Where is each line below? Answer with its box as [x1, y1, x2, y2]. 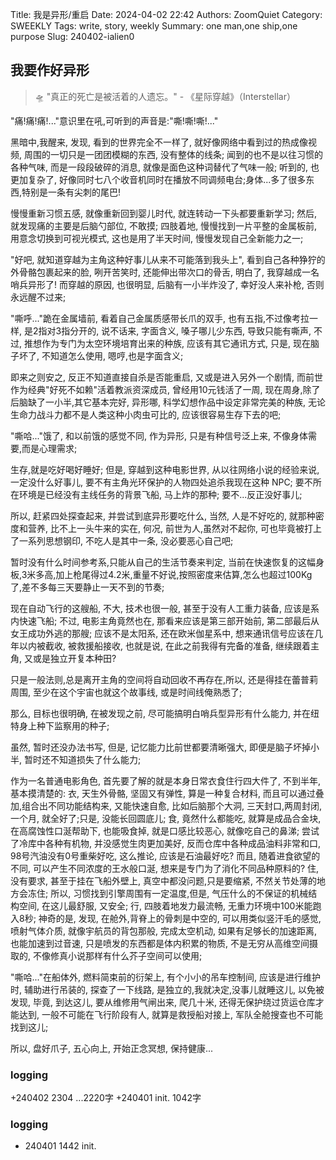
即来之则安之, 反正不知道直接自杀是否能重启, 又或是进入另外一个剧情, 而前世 [10, 371, 323, 383]
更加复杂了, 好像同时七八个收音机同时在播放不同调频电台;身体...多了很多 [10, 173, 307, 185]
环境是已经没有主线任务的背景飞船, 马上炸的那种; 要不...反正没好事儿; [18, 488, 303, 500]
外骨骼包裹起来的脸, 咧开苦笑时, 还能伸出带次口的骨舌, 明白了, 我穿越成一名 [10, 266, 320, 278]
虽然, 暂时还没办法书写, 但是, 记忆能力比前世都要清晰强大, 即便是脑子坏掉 [10, 741, 311, 753]
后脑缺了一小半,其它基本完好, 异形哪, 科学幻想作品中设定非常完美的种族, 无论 [10, 396, 326, 408]
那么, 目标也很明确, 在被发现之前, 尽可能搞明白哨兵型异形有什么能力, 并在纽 [10, 707, 320, 719]
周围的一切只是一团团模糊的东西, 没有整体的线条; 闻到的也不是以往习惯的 [23, 148, 324, 160]
